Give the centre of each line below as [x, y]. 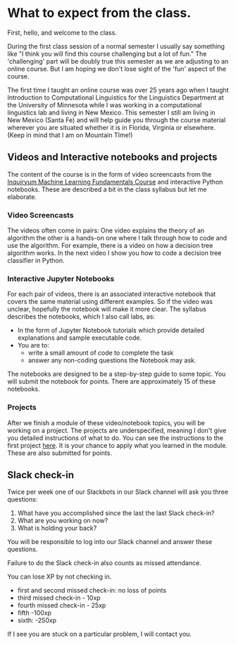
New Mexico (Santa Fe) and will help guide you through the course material [117, 120]
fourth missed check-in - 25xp [62, 605]
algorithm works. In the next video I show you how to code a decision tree [114, 253]
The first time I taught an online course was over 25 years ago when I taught [118, 90]
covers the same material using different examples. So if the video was [110, 302]
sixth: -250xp [37, 620]
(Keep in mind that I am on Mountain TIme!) [70, 135]
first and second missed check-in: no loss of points [92, 591]
